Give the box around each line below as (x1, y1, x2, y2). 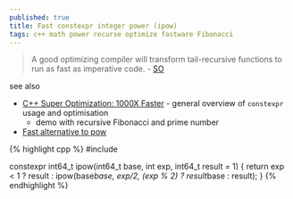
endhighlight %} (9, 180, 69, 191)
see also (9, 81, 40, 92)
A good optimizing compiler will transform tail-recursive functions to (30, 54, 283, 65)
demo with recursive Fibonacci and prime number (35, 117, 220, 128)
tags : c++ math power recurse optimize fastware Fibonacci (9, 29, 234, 38)
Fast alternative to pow (21, 127, 107, 137)
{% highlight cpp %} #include (9, 144, 119, 154)
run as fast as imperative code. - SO (30, 63, 165, 74)
